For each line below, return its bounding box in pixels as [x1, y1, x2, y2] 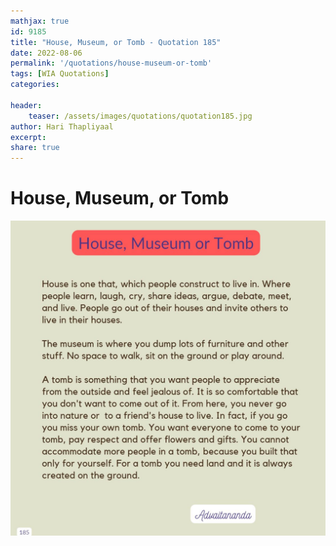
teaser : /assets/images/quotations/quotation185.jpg [28, 111, 253, 121]
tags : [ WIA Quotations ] [10, 69, 110, 79]
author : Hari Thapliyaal [10, 121, 114, 132]
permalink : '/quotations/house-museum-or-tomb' [10, 58, 213, 69]
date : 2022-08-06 [10, 48, 83, 58]
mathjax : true [10, 16, 70, 26]
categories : [10, 80, 60, 90]
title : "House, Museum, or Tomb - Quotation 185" [10, 37, 222, 47]
